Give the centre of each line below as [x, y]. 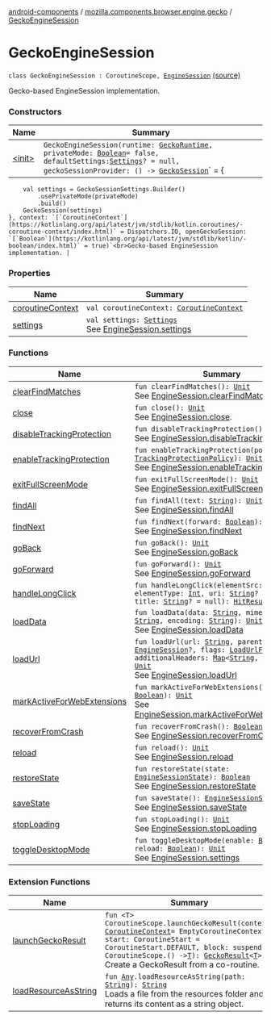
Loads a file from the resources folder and [184, 994]
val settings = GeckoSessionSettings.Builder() [104, 190]
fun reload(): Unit [172, 747]
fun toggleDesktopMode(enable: [194, 840]
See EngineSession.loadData [189, 629]
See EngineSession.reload [184, 756]
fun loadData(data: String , [188, 612]
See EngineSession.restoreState [195, 786]
